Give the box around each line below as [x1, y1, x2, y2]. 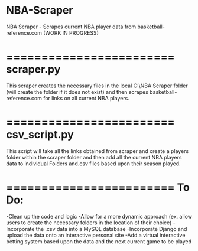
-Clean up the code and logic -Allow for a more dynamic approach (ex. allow [6, 213, 193, 220]
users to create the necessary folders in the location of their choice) [6, 219, 172, 226]
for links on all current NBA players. [43, 94, 130, 102]
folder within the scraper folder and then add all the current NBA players [6, 154, 182, 161]
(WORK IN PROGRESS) [43, 29, 99, 36]
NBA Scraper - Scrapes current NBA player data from [6, 23, 137, 30]
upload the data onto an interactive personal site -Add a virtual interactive [6, 232, 186, 239]
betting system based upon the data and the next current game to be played [6, 237, 192, 245]
